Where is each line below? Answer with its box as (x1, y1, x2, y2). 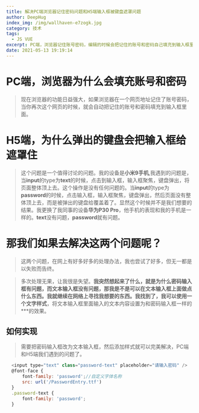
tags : (6, 31, 20, 37)
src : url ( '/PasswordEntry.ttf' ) (21, 379, 102, 385)
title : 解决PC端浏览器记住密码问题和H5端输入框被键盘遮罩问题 (6, 8, 142, 15)
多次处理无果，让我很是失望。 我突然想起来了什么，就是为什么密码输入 (20, 278, 192, 285)
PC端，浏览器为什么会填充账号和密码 (6, 75, 187, 88)
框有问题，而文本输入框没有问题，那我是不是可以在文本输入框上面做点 (20, 285, 192, 292)
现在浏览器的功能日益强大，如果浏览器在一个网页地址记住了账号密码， (20, 96, 192, 103)
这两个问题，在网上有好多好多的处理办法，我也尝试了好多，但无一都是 (20, 257, 192, 264)
